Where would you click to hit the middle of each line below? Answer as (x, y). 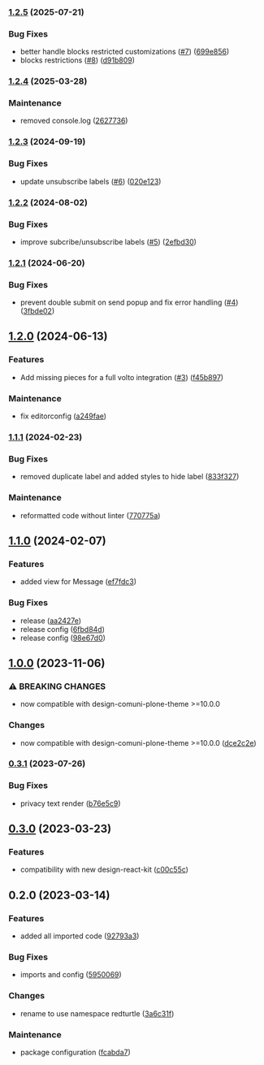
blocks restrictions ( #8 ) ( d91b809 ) (78, 60)
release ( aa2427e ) (51, 621)
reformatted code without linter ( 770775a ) (90, 515)
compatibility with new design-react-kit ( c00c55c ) (104, 870)
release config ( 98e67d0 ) (63, 638)
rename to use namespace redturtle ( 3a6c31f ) (97, 1013)
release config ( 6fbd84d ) (63, 629)
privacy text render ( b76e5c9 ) (70, 803)
